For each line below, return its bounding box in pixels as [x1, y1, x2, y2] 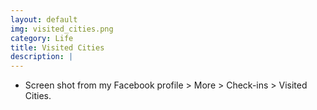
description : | [10, 52, 74, 62]
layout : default [10, 14, 78, 25]
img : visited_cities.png [10, 24, 114, 34]
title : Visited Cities [10, 42, 105, 53]
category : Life [10, 33, 74, 43]
